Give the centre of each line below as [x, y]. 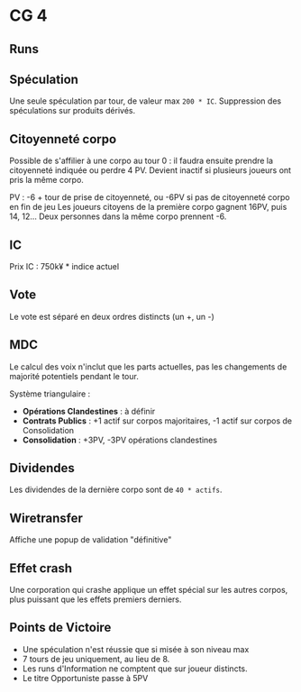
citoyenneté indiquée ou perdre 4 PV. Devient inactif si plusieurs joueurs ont [150, 170]
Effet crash [41, 568]
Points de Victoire [60, 628]
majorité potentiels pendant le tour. [74, 376]
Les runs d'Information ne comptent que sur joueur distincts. [135, 669]
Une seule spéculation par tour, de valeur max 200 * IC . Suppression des [146, 101]
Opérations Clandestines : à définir [89, 411]
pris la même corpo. [46, 180]
